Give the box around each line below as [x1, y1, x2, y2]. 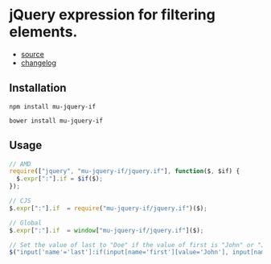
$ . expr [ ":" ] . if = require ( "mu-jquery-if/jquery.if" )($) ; [9, 204, 207, 212]
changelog [20, 58, 57, 68]
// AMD [9, 159, 31, 168]
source [20, 49, 45, 59]
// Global [9, 219, 43, 227]
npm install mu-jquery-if [9, 102, 96, 110]
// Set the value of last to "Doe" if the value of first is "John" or [9, 241, 254, 249]
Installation [9, 81, 67, 95]
